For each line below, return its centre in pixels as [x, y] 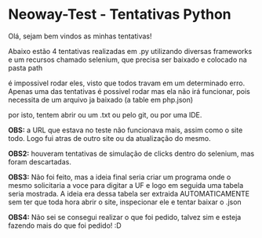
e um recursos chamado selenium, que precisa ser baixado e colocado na [127, 59]
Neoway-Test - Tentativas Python [120, 14]
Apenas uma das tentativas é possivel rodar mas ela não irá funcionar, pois [129, 91]
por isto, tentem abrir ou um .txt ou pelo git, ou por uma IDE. [105, 114]
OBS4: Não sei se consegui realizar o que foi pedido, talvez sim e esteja [125, 217]
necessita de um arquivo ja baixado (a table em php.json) [101, 99]
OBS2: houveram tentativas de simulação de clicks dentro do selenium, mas [131, 153]
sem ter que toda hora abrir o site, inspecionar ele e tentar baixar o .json [125, 202]
